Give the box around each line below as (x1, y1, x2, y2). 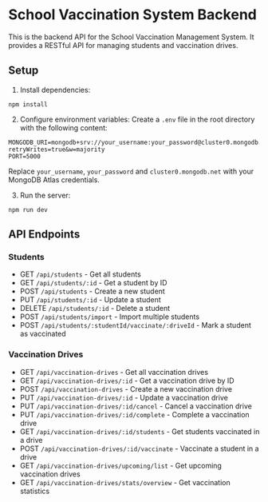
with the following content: (19, 122, 108, 133)
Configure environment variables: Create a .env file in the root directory (19, 114, 255, 124)
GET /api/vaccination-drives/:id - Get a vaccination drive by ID (19, 376, 235, 385)
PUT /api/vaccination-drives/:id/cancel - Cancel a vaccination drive (19, 401, 253, 411)
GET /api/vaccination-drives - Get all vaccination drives (19, 367, 209, 376)
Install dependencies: (19, 85, 91, 94)
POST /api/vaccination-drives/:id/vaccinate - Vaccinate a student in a (19, 444, 259, 453)
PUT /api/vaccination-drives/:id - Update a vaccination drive (19, 392, 229, 402)
